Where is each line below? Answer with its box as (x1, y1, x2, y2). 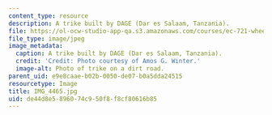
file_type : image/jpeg (8, 34, 85, 43)
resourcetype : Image (8, 79, 79, 87)
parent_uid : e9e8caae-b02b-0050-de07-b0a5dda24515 (8, 72, 183, 80)
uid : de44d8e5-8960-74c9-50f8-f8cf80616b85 (8, 95, 158, 103)
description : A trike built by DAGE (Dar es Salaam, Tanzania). (8, 19, 230, 28)
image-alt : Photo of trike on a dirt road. (15, 65, 164, 73)
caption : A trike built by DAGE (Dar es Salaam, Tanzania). (15, 49, 223, 57)
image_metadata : (8, 42, 63, 50)
